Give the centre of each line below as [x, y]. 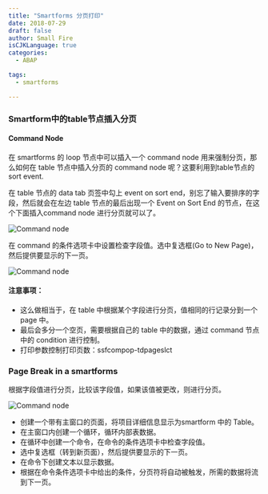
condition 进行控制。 [70, 339]
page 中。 [36, 319]
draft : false [30, 30]
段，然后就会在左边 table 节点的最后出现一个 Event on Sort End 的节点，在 [131, 203]
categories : [28, 53]
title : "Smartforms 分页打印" [56, 16]
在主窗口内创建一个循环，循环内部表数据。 [90, 432]
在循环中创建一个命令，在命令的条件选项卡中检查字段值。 [114, 442]
